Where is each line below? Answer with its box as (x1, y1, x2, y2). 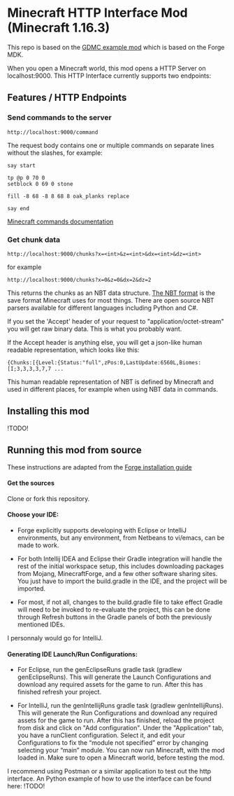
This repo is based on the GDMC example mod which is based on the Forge (7, 43, 225, 51)
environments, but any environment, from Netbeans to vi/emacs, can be (17, 533, 225, 542)
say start (7, 162, 36, 169)
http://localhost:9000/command (7, 128, 98, 136)
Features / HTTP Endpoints (7, 92, 127, 104)
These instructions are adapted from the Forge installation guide (7, 462, 192, 471)
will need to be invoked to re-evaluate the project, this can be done (17, 605, 211, 614)
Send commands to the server (7, 113, 112, 123)
